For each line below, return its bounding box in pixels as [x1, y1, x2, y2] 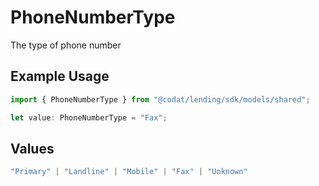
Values [10, 140, 55, 157]
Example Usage [10, 68, 110, 85]
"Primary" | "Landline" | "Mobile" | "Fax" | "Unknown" [10, 167, 248, 177]
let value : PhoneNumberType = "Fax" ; [10, 112, 168, 123]
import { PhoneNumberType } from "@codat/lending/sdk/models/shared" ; [10, 94, 311, 105]
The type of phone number [10, 39, 122, 51]
